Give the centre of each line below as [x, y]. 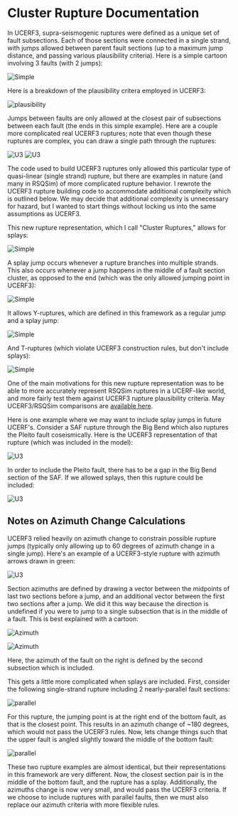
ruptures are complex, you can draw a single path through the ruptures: [112, 141]
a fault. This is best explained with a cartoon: [73, 619]
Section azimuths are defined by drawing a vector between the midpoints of [119, 588]
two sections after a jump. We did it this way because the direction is [108, 603]
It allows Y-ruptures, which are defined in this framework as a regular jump [117, 313]
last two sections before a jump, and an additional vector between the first [116, 596]
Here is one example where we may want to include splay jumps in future [114, 419]
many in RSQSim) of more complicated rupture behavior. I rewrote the [109, 184]
